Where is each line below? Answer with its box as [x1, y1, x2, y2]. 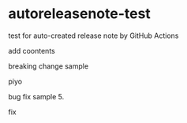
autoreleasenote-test [8, 5, 151, 23]
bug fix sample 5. [8, 91, 65, 101]
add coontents [8, 46, 55, 55]
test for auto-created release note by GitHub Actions [8, 31, 179, 40]
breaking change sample [8, 61, 89, 71]
